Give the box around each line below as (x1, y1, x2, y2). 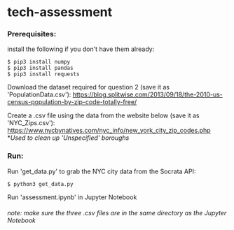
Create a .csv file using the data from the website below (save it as (7, 111, 200, 120)
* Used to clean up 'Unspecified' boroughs (7, 134, 130, 142)
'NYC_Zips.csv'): (7, 119, 55, 127)
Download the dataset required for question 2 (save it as (7, 83, 170, 92)
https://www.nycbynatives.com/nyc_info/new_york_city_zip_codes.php (7, 127, 211, 135)
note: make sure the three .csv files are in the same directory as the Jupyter (7, 209, 227, 217)
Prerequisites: (7, 29, 57, 39)
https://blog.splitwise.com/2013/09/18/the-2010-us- (72, 90, 223, 99)
